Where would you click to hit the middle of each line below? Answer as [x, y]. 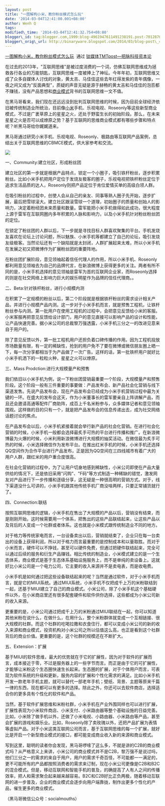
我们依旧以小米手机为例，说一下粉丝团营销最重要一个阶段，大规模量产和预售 [82, 379]
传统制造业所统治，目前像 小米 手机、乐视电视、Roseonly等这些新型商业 [85, 107]
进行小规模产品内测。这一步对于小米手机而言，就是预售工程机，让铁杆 [89, 304]
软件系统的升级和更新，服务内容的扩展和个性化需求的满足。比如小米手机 [87, 675]
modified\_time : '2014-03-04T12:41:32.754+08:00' [57, 32]
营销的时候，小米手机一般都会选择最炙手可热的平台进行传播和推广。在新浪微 [82, 432]
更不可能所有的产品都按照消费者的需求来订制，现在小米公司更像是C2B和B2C [82, 763]
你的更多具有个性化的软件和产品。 [44, 694]
